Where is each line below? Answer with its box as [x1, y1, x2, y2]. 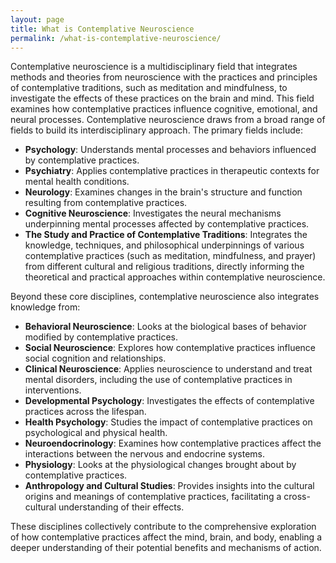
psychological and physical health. [24, 427, 168, 439]
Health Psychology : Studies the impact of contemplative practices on [24, 416, 313, 428]
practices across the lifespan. [24, 406, 147, 418]
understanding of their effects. [58, 501, 185, 513]
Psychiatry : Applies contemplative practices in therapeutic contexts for [24, 165, 320, 177]
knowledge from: [10, 301, 81, 313]
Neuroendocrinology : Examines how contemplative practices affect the [24, 437, 322, 450]
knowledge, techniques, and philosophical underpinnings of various [24, 239, 305, 251]
